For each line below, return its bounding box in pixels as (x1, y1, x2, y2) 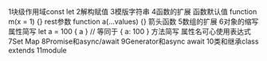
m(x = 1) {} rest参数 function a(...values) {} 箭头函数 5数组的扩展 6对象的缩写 (8, 17, 259, 26)
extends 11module (8, 46, 67, 55)
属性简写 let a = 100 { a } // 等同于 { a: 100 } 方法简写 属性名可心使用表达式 (8, 27, 251, 36)
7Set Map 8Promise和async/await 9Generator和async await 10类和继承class (8, 36, 259, 46)
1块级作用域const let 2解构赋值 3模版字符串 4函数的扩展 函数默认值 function (8, 7, 257, 16)
